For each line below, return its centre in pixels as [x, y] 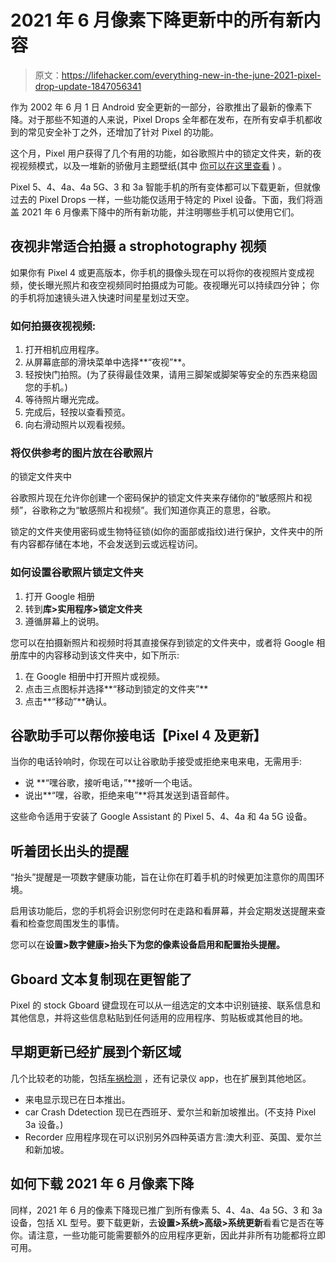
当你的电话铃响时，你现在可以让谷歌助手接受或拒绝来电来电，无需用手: [156, 762]
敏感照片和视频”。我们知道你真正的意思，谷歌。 [178, 510]
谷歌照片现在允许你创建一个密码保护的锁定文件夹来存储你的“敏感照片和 [157, 498]
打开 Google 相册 [60, 596]
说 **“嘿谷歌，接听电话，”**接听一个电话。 [111, 783]
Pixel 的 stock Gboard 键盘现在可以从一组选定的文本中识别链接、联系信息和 [165, 1005]
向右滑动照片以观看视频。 [77, 425]
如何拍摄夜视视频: [53, 326]
